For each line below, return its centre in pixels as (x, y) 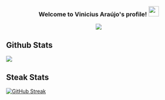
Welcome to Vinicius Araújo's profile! (93, 14)
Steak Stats (28, 77)
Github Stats (29, 45)
